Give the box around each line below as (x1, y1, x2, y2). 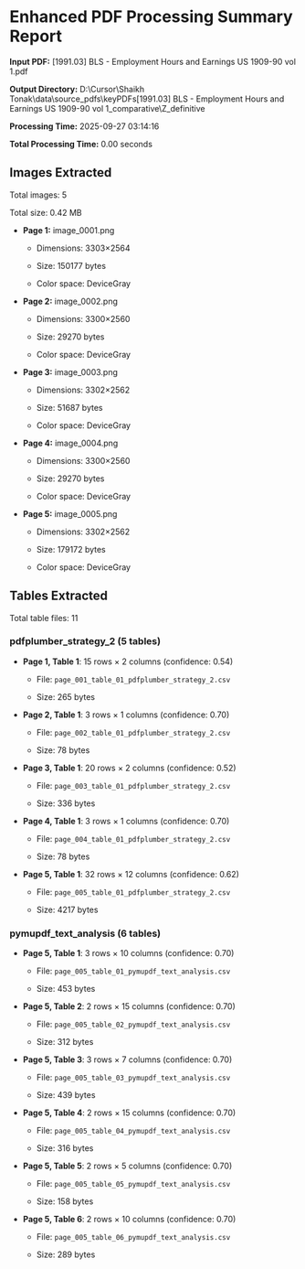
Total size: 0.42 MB (9, 207, 82, 218)
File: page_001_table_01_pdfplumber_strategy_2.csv (36, 673, 231, 684)
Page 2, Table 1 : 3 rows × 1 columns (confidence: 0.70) (22, 709, 230, 720)
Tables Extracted (9, 588, 108, 604)
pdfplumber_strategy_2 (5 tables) (9, 635, 162, 648)
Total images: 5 (9, 189, 68, 200)
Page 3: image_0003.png (22, 366, 119, 377)
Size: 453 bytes (36, 984, 96, 995)
